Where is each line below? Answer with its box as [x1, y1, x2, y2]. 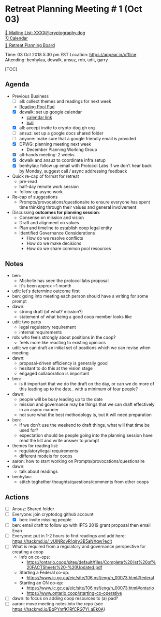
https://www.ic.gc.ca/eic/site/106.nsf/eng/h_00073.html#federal [26, 575, 154, 581]
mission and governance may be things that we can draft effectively [19, 401, 155, 407]
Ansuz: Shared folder [12, 506, 55, 512]
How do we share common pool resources [26, 246, 111, 251]
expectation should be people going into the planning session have [19, 433, 153, 438]
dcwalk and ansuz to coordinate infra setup [19, 157, 106, 163]
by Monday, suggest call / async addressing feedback [19, 168, 127, 174]
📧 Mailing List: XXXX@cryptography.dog [5, 30, 86, 35]
